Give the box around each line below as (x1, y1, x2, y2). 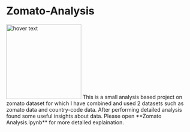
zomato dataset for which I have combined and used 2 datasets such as (6, 100, 184, 107)
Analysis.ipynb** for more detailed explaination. (6, 118, 125, 126)
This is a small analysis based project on (82, 93, 183, 100)
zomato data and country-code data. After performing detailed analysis (6, 106, 182, 113)
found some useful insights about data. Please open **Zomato (6, 112, 162, 119)
